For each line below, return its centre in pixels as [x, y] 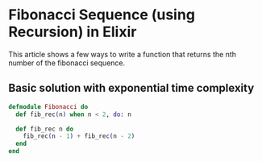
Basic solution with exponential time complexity [131, 88]
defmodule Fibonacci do [48, 106]
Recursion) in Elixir [73, 32]
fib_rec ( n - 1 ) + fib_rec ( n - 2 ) [79, 136]
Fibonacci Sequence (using [102, 15]
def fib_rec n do [45, 129]
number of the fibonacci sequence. [67, 63]
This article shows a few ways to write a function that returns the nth [122, 54]
